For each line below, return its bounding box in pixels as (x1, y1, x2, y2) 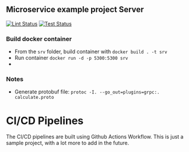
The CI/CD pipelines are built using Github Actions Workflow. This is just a (6, 133, 184, 140)
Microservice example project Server (6, 5, 144, 15)
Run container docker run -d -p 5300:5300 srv (14, 54, 128, 61)
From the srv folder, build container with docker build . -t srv (14, 48, 167, 55)
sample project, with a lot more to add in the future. (6, 140, 129, 147)
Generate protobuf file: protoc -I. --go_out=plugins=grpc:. (14, 88, 160, 95)
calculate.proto (14, 95, 54, 101)
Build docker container (6, 34, 72, 43)
